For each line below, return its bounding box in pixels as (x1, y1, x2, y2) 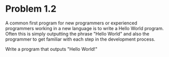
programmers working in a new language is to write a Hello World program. (5, 25, 164, 31)
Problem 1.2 (5, 3, 57, 15)
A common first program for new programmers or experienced (5, 20, 137, 26)
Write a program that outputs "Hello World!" (5, 46, 98, 52)
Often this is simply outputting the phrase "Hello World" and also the (5, 31, 150, 37)
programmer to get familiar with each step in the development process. (5, 36, 155, 42)
